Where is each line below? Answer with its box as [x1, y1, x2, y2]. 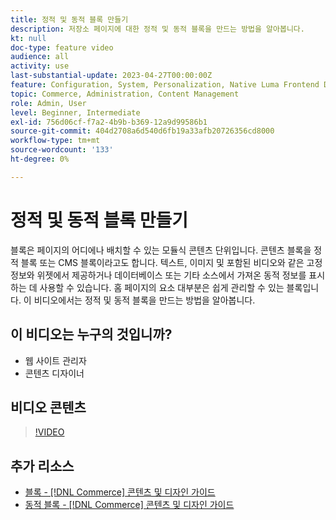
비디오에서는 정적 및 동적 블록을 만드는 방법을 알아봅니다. [33, 294, 256, 306]
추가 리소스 [10, 457, 75, 475]
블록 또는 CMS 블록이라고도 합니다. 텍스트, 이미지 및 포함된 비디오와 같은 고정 [20, 256, 323, 268]
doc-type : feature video [10, 42, 114, 53]
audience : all [10, 52, 70, 62]
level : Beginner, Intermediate [10, 107, 141, 118]
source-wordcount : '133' [10, 145, 114, 155]
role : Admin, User [10, 98, 87, 108]
